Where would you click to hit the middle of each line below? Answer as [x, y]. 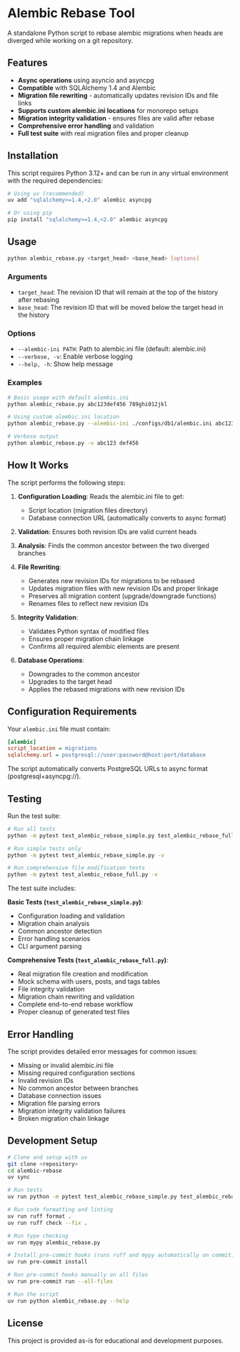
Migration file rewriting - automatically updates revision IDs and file [118, 95]
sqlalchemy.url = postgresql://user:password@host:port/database [106, 755]
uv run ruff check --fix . [47, 1223]
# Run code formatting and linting [60, 1210]
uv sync [19, 1177]
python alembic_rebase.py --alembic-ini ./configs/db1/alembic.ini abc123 [121, 424]
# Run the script [33, 1294]
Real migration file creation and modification [83, 974]
